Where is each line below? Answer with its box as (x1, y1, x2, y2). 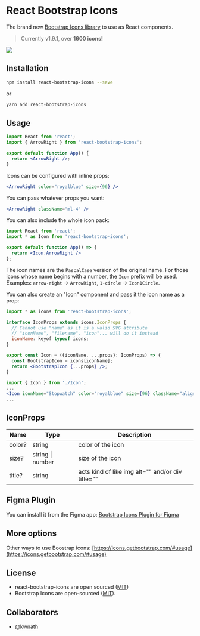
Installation (6, 63, 49, 73)
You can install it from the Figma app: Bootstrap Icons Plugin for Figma (6, 511, 179, 518)
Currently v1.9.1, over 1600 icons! (20, 35, 103, 42)
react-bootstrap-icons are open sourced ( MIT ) (14, 583, 129, 591)
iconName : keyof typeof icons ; (11, 336, 89, 342)
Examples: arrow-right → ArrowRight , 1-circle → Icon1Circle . (6, 279, 160, 286)
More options (6, 529, 57, 539)
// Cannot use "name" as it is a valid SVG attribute (11, 325, 148, 331)
